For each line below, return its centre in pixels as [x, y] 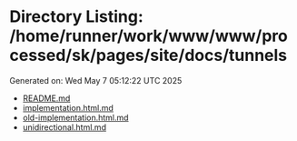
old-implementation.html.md [75, 117]
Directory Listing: [76, 17]
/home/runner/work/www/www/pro [148, 36]
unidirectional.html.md [64, 127]
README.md [46, 98]
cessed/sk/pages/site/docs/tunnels [148, 55]
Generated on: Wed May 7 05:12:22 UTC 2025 [96, 80]
